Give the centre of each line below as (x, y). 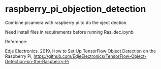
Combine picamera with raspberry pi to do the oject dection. (66, 23)
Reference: (16, 41)
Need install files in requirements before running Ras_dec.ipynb (69, 32)
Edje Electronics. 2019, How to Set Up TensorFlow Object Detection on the (80, 51)
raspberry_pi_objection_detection (76, 9)
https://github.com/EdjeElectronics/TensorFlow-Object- (90, 56)
